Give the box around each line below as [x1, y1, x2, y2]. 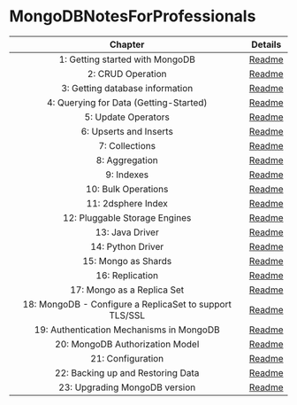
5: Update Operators [84, 111, 170, 123]
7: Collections [98, 139, 156, 152]
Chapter [109, 38, 145, 51]
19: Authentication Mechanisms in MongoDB [34, 323, 220, 336]
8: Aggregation [95, 153, 158, 166]
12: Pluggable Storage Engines [63, 211, 192, 223]
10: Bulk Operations [85, 183, 169, 195]
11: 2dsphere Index [86, 197, 168, 209]
